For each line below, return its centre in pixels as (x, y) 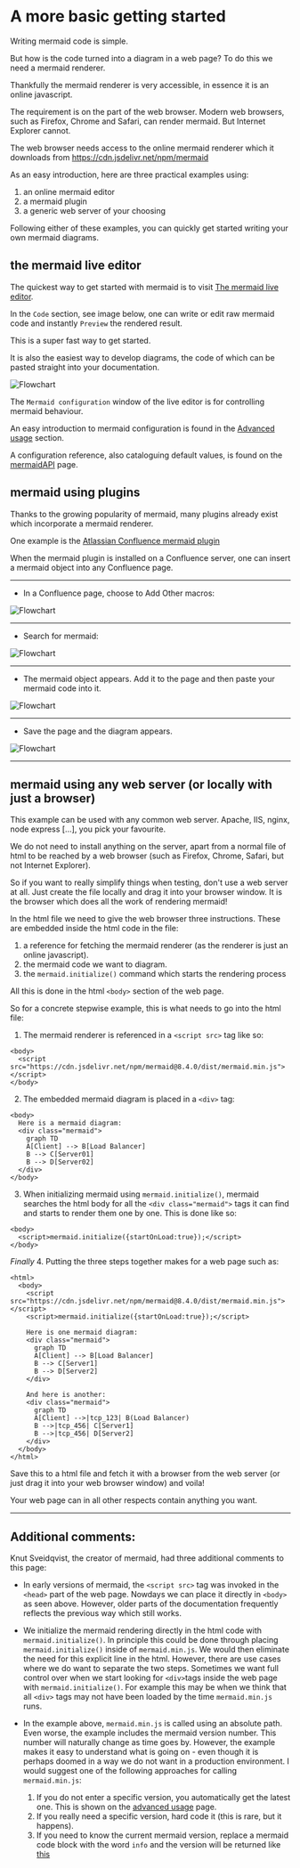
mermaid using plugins (75, 493)
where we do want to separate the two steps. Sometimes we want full (151, 1669)
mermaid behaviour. (47, 410)
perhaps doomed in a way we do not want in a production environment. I (156, 1761)
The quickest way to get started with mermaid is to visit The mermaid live (145, 287)
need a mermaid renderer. (58, 68)
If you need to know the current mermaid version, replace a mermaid (162, 1835)
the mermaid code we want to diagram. (95, 964)
